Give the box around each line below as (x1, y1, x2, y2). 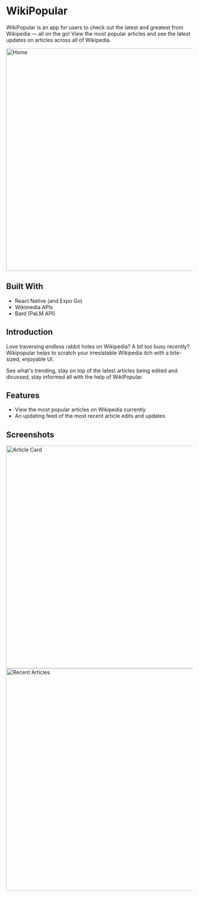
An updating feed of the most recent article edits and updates (14, 413, 166, 420)
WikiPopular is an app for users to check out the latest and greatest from (6, 24, 184, 31)
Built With (6, 281, 43, 291)
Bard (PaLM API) (14, 310, 56, 317)
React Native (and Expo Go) (14, 297, 83, 304)
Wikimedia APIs (14, 303, 53, 310)
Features (6, 390, 40, 400)
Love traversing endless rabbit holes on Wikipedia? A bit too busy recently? (6, 343, 190, 350)
